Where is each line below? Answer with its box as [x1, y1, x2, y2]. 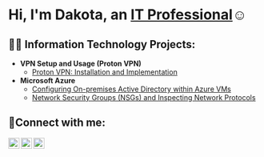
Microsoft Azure [19, 76, 76, 85]
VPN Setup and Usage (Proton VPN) [19, 58, 142, 68]
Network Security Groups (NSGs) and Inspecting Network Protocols [31, 93, 256, 102]
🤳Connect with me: [8, 116, 106, 130]
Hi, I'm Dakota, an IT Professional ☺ [8, 6, 247, 24]
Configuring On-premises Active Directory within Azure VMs [31, 84, 232, 94]
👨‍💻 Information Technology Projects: [8, 38, 196, 51]
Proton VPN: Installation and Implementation [31, 67, 178, 77]
